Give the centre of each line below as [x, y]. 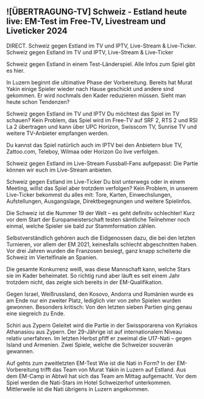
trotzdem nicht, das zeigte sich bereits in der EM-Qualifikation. [85, 282]
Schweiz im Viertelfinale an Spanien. [52, 257]
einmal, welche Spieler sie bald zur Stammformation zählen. [81, 226]
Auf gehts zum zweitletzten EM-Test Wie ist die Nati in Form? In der [91, 363]
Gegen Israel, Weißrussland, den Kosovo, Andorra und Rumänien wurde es [100, 294]
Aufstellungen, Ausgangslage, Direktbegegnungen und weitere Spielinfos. [99, 201]
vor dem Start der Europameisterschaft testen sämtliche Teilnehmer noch [98, 219]
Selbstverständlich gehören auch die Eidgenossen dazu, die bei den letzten [101, 238]
